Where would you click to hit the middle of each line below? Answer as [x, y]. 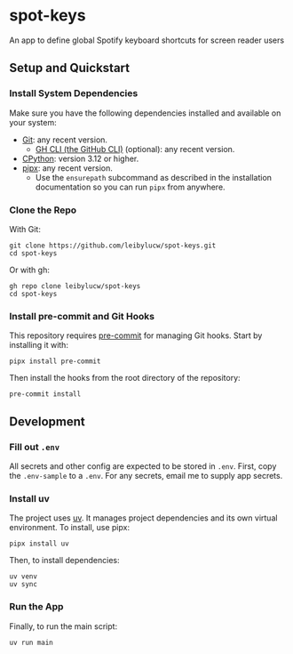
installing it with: [39, 345]
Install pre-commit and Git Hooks [82, 316]
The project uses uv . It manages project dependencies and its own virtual [143, 518]
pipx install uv [39, 544]
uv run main [31, 642]
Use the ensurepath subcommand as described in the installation [154, 177]
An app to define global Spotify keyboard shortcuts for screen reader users [147, 40]
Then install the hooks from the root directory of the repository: [125, 378]
